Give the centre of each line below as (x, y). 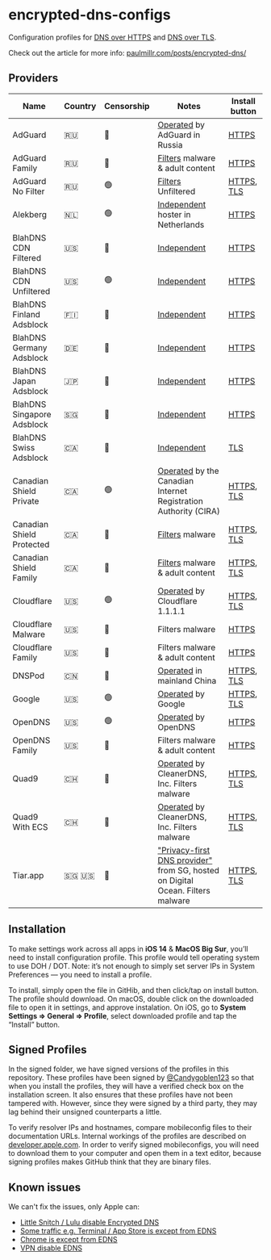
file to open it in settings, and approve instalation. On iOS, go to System (127, 1007)
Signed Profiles (48, 1050)
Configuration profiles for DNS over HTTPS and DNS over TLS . (113, 37)
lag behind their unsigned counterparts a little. (85, 1112)
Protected (31, 544)
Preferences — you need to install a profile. (80, 974)
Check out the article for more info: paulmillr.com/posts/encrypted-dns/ (127, 52)
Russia (170, 144)
